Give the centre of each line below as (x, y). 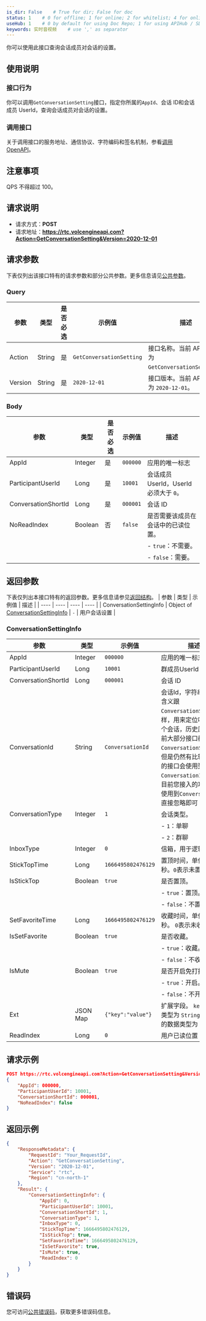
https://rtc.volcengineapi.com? (83, 232)
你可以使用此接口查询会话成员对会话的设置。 (63, 47)
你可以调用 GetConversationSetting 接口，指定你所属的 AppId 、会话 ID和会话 (101, 102)
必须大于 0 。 (165, 493)
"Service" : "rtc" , (52, 1172)
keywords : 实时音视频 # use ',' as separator (67, 29)
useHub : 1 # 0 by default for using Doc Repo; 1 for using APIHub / (100, 23)
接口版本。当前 (170, 378)
